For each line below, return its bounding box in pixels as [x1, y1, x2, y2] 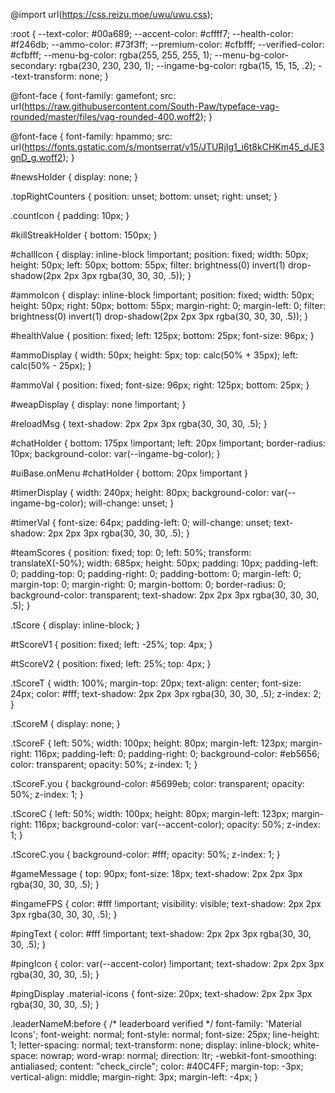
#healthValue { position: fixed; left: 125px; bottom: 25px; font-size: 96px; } [10, 330, 315, 341]
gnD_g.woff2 [10, 152, 63, 163]
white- [293, 1039, 320, 1051]
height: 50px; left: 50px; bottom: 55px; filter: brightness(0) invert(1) [10, 259, 286, 271]
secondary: [10, 60, 58, 71]
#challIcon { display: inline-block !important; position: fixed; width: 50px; [10, 249, 309, 260]
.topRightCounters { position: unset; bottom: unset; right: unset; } [10, 190, 278, 202]
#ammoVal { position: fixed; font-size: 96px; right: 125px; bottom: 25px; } [10, 379, 310, 391]
